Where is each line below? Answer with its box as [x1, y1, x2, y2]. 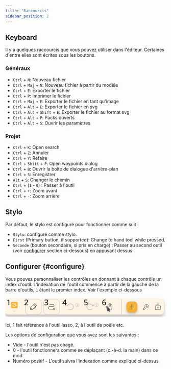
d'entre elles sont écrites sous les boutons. [5, 52, 96, 58]
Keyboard [5, 33, 37, 42]
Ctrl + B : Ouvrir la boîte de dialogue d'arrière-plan [12, 166, 118, 172]
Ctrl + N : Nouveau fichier [12, 77, 66, 83]
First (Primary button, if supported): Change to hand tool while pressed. [12, 236, 166, 242]
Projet [5, 133, 21, 140]
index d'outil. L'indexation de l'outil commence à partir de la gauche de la [5, 281, 159, 287]
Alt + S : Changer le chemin [12, 177, 70, 183]
